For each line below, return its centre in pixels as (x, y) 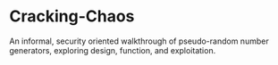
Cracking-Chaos (72, 16)
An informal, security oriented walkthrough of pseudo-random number (139, 41)
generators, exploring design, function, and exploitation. (113, 50)
